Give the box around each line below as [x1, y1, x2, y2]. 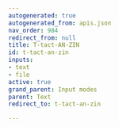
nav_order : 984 [8, 26, 59, 34]
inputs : [8, 56, 34, 64]
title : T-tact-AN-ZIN [8, 41, 80, 49]
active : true [8, 78, 52, 86]
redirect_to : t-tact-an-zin [8, 100, 102, 108]
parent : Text [8, 93, 52, 101]
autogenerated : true [8, 11, 77, 20]
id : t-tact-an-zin [8, 48, 69, 56]
